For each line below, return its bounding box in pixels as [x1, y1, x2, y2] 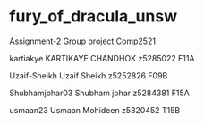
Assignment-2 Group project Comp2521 [9, 36, 157, 46]
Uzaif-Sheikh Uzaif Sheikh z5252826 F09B [9, 70, 168, 81]
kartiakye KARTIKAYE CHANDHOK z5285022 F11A [9, 53, 195, 63]
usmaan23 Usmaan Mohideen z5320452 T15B [9, 104, 181, 115]
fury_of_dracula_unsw [9, 6, 177, 27]
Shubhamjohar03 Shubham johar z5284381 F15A [9, 87, 190, 98]
